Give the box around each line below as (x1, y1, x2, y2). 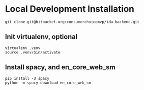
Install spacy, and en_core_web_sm (5, 63, 115, 72)
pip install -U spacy (5, 76, 50, 81)
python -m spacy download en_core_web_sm (5, 80, 91, 85)
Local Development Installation (5, 3, 135, 15)
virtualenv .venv (5, 45, 41, 51)
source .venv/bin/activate (5, 50, 60, 54)
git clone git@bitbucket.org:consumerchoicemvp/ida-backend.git (5, 19, 140, 24)
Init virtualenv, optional (5, 33, 78, 41)
